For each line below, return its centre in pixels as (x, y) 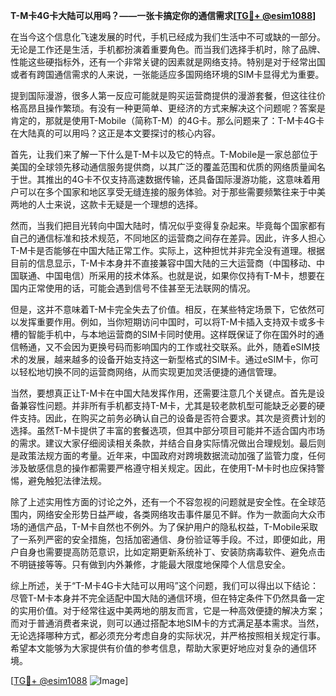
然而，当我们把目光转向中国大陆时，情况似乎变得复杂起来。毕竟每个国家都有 (168, 225)
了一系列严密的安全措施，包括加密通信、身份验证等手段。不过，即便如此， (163, 539)
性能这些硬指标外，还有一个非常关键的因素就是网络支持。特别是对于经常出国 (168, 62)
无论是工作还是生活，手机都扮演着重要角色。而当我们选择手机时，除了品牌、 (168, 49)
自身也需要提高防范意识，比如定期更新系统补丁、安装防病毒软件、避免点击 (172, 552)
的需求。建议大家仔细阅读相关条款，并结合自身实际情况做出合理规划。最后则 (168, 443)
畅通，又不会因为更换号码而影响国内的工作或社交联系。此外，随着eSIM (165, 347)
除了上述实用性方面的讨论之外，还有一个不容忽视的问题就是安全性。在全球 (163, 502)
